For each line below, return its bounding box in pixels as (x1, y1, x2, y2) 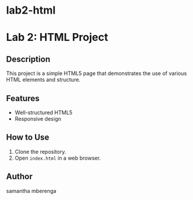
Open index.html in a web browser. (14, 154, 101, 162)
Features (6, 93, 40, 104)
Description (6, 54, 50, 64)
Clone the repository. (14, 148, 66, 155)
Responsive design (14, 115, 62, 122)
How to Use (6, 133, 50, 143)
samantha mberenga (6, 187, 57, 194)
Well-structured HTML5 (14, 109, 73, 116)
